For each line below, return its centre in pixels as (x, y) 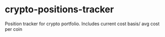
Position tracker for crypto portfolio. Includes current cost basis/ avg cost (82, 24)
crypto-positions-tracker (59, 10)
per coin (14, 29)
